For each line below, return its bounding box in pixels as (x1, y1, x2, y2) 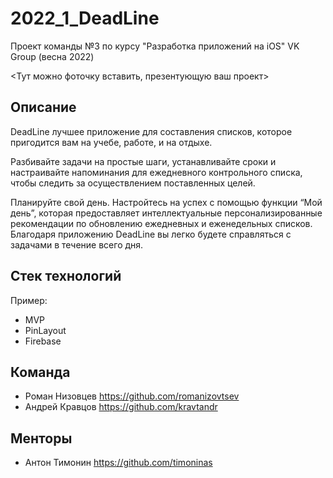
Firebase (24, 335, 62, 347)
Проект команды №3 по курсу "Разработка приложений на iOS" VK (10, 40, 300, 52)
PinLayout (24, 324, 67, 336)
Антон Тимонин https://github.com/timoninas (24, 457, 213, 469)
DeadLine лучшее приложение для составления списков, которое (10, 125, 293, 137)
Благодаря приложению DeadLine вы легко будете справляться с (10, 228, 292, 240)
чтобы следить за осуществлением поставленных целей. (10, 177, 256, 189)
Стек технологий (10, 268, 122, 285)
